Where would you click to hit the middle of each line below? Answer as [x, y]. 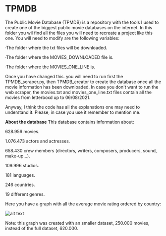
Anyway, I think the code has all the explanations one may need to [73, 107]
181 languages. [20, 175]
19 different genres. [25, 194]
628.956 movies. [22, 131]
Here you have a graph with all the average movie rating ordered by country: [83, 204]
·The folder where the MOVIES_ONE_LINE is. [50, 67]
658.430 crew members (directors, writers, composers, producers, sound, [81, 150]
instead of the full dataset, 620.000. [42, 228]
